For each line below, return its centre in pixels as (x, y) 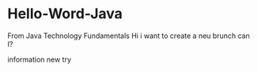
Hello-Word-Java (65, 14)
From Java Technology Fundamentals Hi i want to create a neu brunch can (129, 36)
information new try (40, 59)
